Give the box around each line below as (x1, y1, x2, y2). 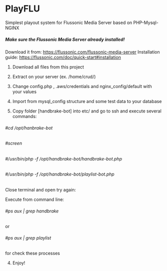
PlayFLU (5, 3, 40, 14)
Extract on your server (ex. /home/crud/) (12, 73, 96, 79)
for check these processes (5, 250, 60, 256)
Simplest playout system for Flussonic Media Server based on (5, 19, 133, 25)
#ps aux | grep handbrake (5, 208, 59, 214)
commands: (12, 113, 37, 119)
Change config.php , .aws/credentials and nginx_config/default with (12, 83, 152, 89)
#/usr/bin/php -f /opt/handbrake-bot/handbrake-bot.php (5, 155, 122, 161)
